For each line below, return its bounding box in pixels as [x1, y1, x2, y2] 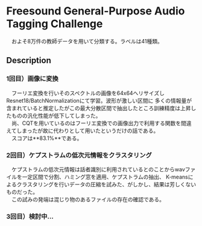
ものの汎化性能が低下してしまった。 [11, 112, 101, 119]
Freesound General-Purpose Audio [6, 4, 185, 18]
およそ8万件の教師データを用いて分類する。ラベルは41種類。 [11, 37, 163, 44]
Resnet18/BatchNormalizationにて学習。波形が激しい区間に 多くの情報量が [6, 97, 192, 104]
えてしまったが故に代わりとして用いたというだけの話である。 [6, 127, 159, 134]
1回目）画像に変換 [6, 75, 58, 83]
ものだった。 [6, 188, 38, 195]
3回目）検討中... [6, 212, 54, 221]
